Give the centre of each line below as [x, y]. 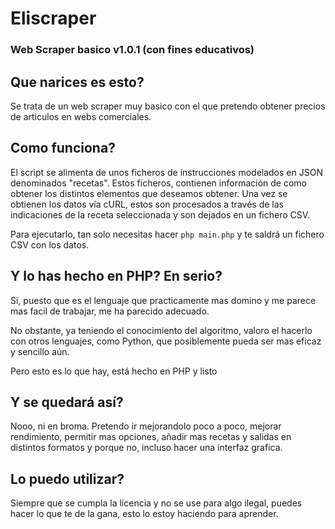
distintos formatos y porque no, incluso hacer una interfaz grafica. [146, 448]
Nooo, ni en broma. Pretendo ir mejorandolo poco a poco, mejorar [146, 426]
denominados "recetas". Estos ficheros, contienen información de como [158, 183]
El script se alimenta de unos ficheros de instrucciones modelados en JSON [166, 172]
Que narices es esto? [77, 82]
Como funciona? [63, 148]
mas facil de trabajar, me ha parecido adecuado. [110, 311]
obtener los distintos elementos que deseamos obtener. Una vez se [149, 193]
